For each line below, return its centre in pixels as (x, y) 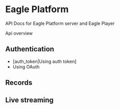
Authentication (30, 49)
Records (19, 83)
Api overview (19, 33)
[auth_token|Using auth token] (44, 61)
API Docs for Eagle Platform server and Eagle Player (60, 23)
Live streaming (29, 100)
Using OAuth (26, 66)
